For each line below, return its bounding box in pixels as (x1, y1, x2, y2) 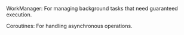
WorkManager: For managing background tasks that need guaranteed (6, 5, 178, 12)
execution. (6, 11, 32, 18)
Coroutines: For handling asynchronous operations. (6, 23, 133, 29)
